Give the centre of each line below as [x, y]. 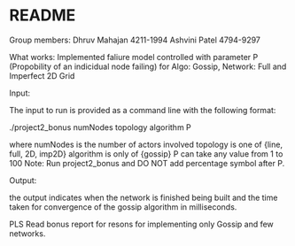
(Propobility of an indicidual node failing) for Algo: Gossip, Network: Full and [148, 66]
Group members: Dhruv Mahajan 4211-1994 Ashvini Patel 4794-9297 [135, 40]
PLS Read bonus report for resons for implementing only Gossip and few [142, 224]
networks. [27, 233]
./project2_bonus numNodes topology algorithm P [101, 127]
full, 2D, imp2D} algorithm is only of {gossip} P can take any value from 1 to [146, 154]
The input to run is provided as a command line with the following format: [143, 110]
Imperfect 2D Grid [42, 75]
